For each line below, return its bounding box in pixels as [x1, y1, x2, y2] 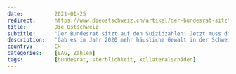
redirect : [7, 17, 37, 24]
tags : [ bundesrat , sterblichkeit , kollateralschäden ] [7, 56, 197, 63]
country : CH [7, 43, 61, 50]
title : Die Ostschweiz [7, 23, 99, 30]
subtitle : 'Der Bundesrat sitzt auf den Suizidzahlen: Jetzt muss [7, 30, 221, 37]
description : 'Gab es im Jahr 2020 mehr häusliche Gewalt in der [7, 37, 209, 44]
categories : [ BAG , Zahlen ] [7, 50, 96, 57]
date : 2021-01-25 [7, 10, 86, 18]
